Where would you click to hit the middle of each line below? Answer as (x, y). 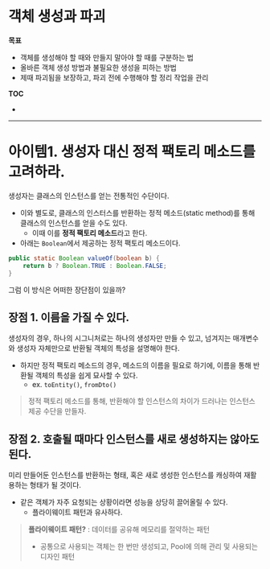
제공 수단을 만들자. (57, 411)
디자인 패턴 (57, 557)
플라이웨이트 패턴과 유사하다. (77, 513)
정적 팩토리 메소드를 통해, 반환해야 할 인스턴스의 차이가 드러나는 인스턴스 (141, 401)
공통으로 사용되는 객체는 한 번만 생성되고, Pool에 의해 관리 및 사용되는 (149, 546)
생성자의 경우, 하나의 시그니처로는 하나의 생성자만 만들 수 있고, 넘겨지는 (120, 338)
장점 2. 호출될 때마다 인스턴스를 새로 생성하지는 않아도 (134, 439)
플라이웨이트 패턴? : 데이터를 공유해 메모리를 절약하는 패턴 (119, 530)
